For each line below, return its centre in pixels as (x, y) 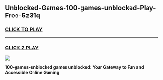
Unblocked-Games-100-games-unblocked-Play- (81, 8)
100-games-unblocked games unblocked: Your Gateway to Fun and (74, 67)
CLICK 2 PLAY (22, 48)
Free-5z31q (23, 16)
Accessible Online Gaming (32, 72)
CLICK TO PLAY (24, 30)
